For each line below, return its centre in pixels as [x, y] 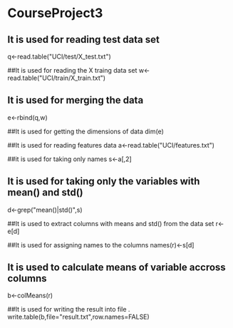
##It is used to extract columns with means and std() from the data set [111, 223]
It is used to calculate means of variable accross [116, 268]
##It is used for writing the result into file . [69, 309]
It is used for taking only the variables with [104, 181]
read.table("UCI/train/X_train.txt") [56, 78]
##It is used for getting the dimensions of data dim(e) [86, 131]
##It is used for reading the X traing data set [72, 70]
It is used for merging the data [76, 100]
